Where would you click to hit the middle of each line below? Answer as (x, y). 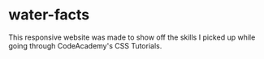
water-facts (49, 15)
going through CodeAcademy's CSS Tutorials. (85, 45)
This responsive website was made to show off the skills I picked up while (132, 37)
